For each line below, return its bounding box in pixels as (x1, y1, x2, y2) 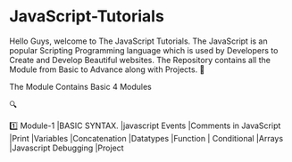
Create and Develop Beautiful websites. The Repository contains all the (9, 54, 271, 65)
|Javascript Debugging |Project (9, 142, 124, 153)
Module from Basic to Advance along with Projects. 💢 (9, 64, 205, 75)
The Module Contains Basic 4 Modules (9, 81, 152, 92)
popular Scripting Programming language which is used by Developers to (9, 45, 279, 55)
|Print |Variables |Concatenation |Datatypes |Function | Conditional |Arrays (9, 133, 284, 143)
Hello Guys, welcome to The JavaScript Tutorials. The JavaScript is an (9, 36, 268, 46)
